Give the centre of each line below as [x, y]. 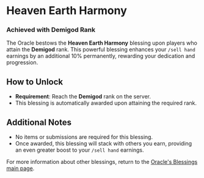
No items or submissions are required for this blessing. [84, 137]
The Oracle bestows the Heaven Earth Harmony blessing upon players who [102, 43]
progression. [22, 62]
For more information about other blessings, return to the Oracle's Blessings [102, 162]
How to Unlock [35, 82]
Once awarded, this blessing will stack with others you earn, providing [104, 144]
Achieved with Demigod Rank [51, 30]
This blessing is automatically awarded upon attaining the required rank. [106, 103]
